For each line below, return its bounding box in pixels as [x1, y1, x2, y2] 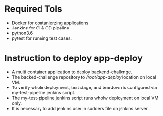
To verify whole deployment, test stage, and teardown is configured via [11, 85, 157, 90]
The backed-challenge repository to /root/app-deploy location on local [11, 74, 156, 80]
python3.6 [11, 30, 33, 36]
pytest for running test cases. [11, 35, 72, 41]
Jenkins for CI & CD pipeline [11, 25, 70, 30]
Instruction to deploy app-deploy [4, 53, 143, 64]
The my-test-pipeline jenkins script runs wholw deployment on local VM [11, 95, 159, 101]
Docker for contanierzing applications [11, 20, 89, 26]
